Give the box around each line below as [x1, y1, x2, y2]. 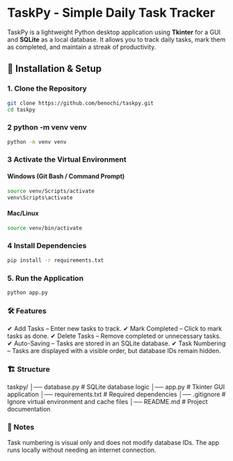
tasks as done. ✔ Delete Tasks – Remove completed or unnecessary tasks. [7, 332, 221, 341]
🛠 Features [7, 306, 47, 315]
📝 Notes [7, 423, 35, 432]
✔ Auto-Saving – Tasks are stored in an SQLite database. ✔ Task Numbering [7, 339, 226, 347]
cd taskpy [7, 106, 36, 113]
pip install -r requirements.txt [7, 256, 104, 264]
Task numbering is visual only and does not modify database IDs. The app [7, 438, 220, 446]
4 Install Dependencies [7, 241, 87, 251]
